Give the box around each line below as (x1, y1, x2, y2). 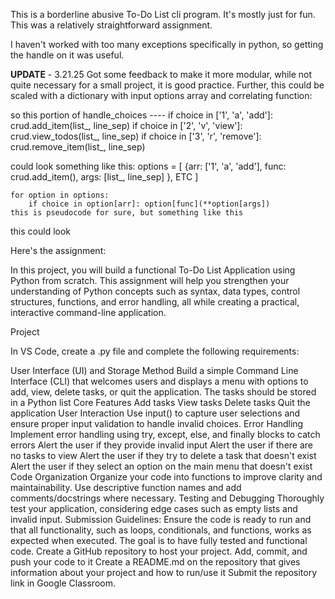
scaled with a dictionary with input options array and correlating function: (10, 90, 313, 101)
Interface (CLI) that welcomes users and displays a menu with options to (10, 375, 309, 387)
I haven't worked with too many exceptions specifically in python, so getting (10, 39, 324, 50)
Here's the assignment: (10, 245, 107, 256)
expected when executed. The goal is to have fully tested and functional (10, 535, 308, 546)
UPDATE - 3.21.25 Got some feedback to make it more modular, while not (10, 69, 313, 80)
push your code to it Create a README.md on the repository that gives (10, 556, 301, 568)
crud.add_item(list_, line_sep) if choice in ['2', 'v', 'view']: (10, 120, 243, 131)
